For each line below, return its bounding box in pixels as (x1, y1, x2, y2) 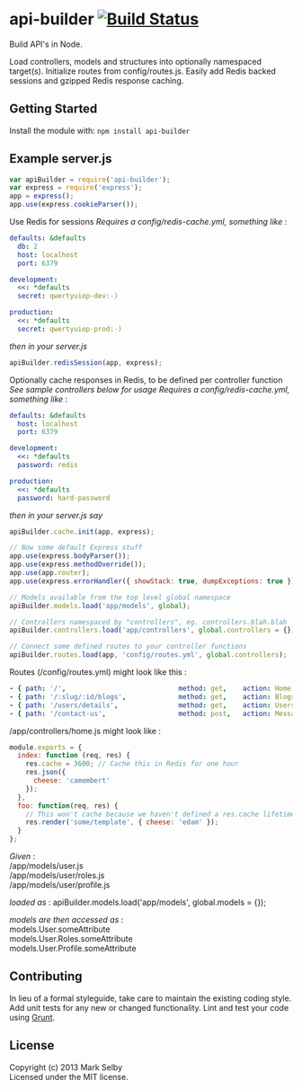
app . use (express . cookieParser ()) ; (9, 200, 139, 209)
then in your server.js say (9, 509, 103, 520)
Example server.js (9, 151, 112, 166)
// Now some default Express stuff (9, 544, 143, 553)
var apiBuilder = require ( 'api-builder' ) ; (9, 175, 171, 184)
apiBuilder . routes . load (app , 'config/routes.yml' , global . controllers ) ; (9, 651, 288, 660)
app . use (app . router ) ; (9, 569, 91, 578)
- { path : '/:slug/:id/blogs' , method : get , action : (9, 692, 271, 701)
